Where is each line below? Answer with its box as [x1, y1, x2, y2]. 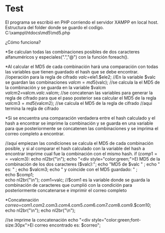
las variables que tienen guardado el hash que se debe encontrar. [5, 68, 139, 74]
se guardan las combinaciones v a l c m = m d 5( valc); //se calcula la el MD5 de [5, 79, 160, 85]
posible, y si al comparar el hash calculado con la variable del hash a [5, 145, 145, 151]
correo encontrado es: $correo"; [34, 222, 101, 228]
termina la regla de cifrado [5, 105, 59, 111]
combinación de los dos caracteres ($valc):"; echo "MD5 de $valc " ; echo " [5, 161, 160, 167]
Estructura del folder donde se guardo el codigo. [5, 24, 104, 30]
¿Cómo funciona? [5, 39, 41, 45]
